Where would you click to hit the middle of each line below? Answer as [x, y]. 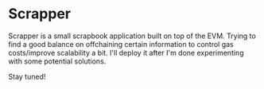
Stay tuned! [27, 76]
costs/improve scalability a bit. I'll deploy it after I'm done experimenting [126, 52]
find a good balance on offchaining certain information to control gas [121, 44]
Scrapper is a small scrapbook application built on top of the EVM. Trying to [132, 36]
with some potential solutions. [57, 61]
